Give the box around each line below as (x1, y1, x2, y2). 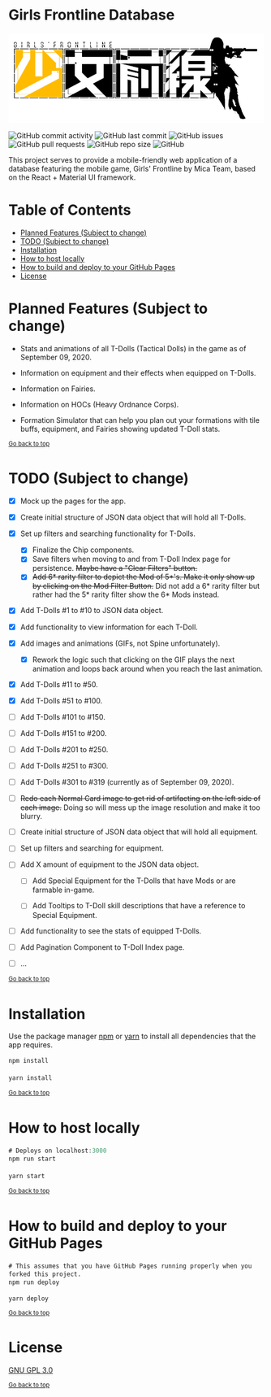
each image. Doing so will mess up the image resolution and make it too (19, 803, 261, 812)
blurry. (19, 812, 43, 821)
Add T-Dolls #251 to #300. (19, 761, 109, 771)
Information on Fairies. (19, 384, 96, 394)
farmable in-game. (32, 885, 95, 895)
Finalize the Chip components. (32, 545, 135, 555)
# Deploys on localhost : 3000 (8, 1147, 107, 1155)
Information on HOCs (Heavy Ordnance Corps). (19, 399, 179, 409)
